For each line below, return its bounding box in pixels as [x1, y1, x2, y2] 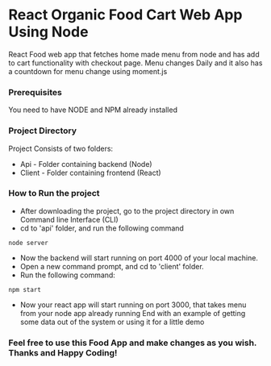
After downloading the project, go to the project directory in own [19, 206, 235, 215]
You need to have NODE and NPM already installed [8, 105, 177, 114]
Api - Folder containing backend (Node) [19, 159, 152, 168]
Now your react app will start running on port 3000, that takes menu [19, 300, 247, 310]
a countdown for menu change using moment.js [8, 66, 168, 76]
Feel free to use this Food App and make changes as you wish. [8, 337, 257, 348]
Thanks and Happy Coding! [8, 347, 118, 358]
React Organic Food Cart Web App [8, 6, 243, 24]
